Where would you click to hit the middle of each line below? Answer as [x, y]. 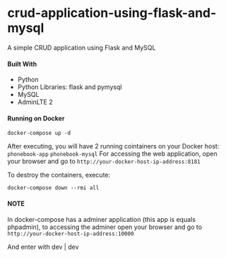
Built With [22, 64]
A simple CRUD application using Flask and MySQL [82, 47]
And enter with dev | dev [43, 247]
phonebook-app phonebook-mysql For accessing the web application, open [112, 154]
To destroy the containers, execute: [59, 175]
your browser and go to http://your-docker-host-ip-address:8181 [104, 161]
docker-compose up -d [39, 133]
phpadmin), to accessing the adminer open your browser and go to [105, 227]
